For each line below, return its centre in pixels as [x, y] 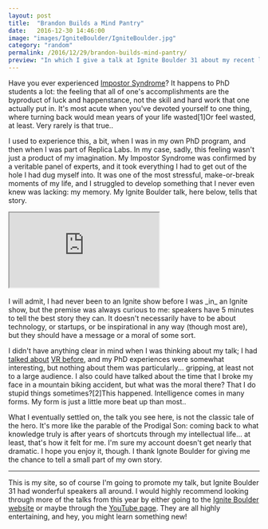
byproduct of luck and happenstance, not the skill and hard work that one [129, 100]
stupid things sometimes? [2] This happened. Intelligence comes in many [126, 393]
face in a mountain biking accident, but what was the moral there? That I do [132, 384]
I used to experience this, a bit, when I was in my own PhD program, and [127, 141]
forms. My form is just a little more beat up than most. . [97, 401]
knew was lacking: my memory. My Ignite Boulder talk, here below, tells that [133, 192]
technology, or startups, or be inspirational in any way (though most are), [128, 326]
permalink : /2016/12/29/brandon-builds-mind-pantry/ [98, 53]
